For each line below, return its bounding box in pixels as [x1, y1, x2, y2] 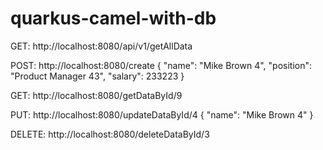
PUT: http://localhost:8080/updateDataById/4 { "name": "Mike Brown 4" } [10, 108, 314, 121]
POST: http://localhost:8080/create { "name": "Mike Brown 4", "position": [10, 59, 313, 71]
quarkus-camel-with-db [10, 7, 217, 30]
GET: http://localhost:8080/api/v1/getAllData [10, 40, 193, 52]
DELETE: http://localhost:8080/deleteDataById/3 [10, 128, 210, 140]
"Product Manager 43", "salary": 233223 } [10, 70, 185, 82]
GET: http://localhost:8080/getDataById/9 [10, 89, 183, 101]
